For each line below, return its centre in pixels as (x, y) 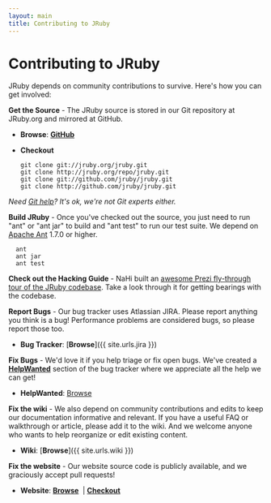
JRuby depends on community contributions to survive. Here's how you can (135, 86)
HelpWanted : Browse (56, 393)
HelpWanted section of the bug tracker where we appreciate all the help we (135, 369)
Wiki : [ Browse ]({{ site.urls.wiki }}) (77, 450)
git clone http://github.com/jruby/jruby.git (98, 187)
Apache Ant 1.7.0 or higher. (53, 234)
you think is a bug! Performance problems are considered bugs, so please (131, 320)
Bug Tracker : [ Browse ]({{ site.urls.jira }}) (89, 345)
